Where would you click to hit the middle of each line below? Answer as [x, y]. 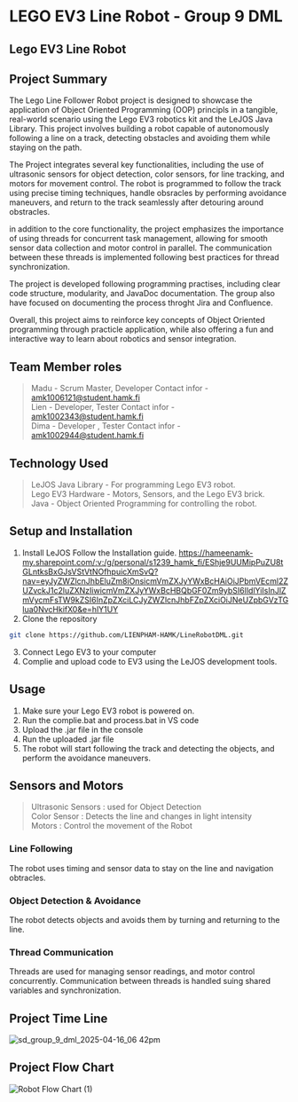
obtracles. [27, 878]
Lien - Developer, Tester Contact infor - [103, 407]
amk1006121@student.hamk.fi [85, 398]
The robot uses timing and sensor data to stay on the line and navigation [141, 868]
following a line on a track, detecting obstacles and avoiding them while [140, 138]
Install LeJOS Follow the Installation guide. [99, 553]
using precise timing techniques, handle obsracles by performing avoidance [148, 193]
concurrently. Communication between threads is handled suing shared [140, 981]
